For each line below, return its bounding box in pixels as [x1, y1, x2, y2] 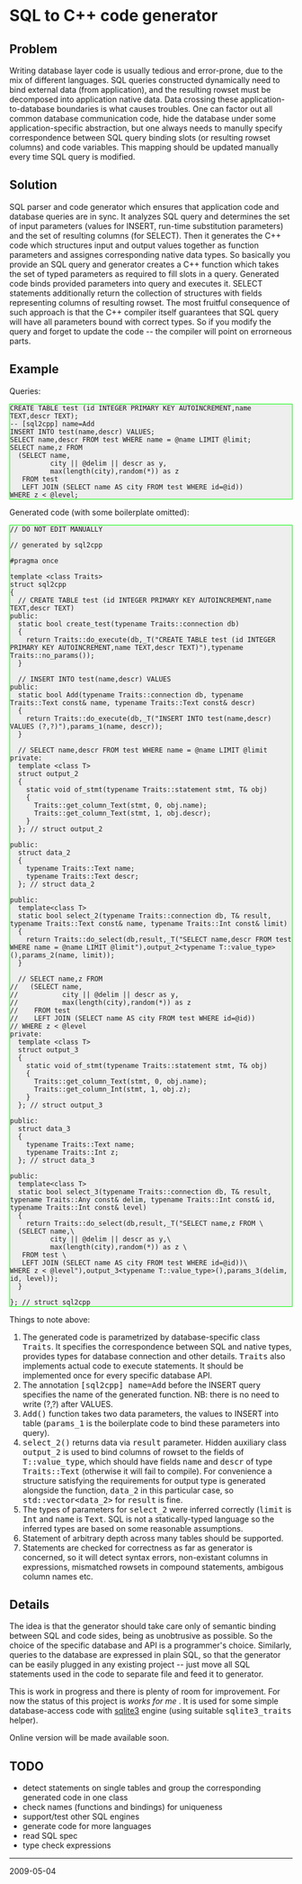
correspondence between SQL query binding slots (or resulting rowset [9, 133, 271, 142]
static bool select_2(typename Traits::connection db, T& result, [17, 911, 272, 920]
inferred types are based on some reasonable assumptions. [22, 1523, 244, 1533]
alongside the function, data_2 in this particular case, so [22, 1485, 234, 1495]
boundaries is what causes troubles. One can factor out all [57, 104, 273, 114]
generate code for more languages [22, 1821, 152, 1832]
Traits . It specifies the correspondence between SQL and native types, [22, 1340, 292, 1352]
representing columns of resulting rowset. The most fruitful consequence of [9, 297, 290, 307]
